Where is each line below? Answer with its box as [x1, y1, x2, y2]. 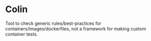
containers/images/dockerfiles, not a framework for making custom [5, 25, 146, 31]
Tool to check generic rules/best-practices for [5, 20, 101, 26]
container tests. [5, 31, 38, 37]
